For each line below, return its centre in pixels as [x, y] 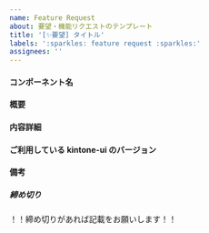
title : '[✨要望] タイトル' [57, 35]
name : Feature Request [52, 18]
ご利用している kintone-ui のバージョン [83, 149]
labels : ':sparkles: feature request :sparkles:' [105, 43]
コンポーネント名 [41, 82]
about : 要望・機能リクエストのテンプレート [81, 26]
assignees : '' [36, 52]
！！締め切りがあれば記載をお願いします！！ [93, 219]
